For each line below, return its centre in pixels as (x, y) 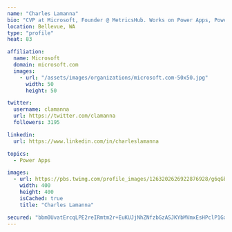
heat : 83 (20, 39)
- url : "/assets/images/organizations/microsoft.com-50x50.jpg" (114, 78)
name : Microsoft (37, 59)
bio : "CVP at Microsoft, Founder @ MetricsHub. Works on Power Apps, (109, 20)
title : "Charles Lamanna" (57, 205)
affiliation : (26, 52)
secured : (20, 217)
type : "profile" (30, 33)
